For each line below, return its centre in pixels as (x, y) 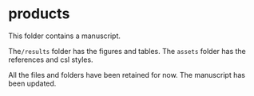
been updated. (32, 83)
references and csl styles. (51, 60)
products (39, 14)
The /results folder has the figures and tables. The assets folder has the (127, 51)
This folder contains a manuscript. (65, 36)
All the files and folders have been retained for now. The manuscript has (127, 75)
